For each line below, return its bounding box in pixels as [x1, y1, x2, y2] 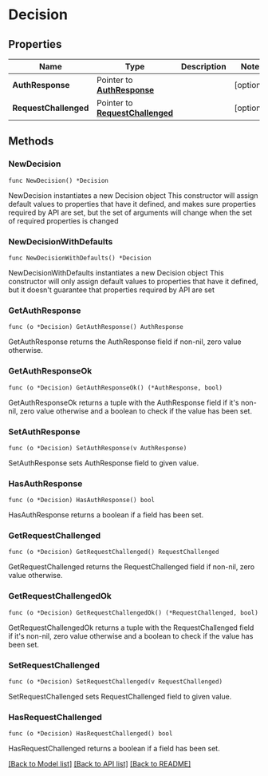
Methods [8, 134, 54, 148]
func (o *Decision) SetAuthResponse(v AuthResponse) [8, 444, 187, 452]
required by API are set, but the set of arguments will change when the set [8, 208, 253, 217]
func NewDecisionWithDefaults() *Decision [8, 254, 152, 262]
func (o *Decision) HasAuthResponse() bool [8, 497, 156, 505]
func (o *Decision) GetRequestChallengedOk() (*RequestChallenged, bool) [8, 608, 259, 616]
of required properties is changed [8, 216, 119, 225]
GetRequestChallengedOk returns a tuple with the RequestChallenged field [8, 623, 254, 632]
